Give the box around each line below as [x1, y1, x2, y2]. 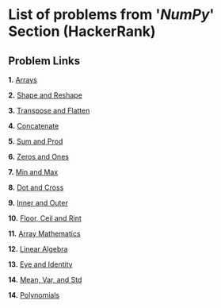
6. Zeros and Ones [8, 152, 70, 161]
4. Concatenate [8, 121, 59, 130]
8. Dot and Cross [8, 183, 64, 192]
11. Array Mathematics [8, 229, 81, 238]
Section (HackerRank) [8, 22, 156, 40]
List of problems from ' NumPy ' [8, 6, 215, 24]
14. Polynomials [8, 291, 60, 299]
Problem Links [8, 54, 81, 67]
